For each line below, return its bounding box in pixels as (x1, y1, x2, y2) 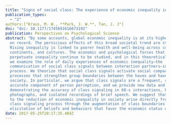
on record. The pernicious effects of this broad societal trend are (10, 40, 160, 46)
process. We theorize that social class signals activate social (10, 69, 152, 74)
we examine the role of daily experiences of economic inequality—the (10, 59, 163, 64)
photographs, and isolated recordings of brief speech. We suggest (10, 92, 156, 97)
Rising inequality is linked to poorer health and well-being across (10, 45, 160, 50)
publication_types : (5, 12, 47, 17)
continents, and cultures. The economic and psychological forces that (10, 50, 165, 55)
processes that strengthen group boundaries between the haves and (10, 73, 156, 78)
